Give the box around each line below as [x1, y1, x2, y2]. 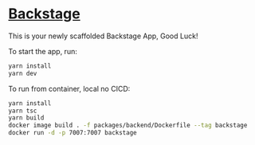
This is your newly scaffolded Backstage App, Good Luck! [8, 31, 198, 41]
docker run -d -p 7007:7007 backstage [8, 129, 137, 137]
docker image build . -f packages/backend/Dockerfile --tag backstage [8, 121, 248, 130]
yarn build [8, 114, 45, 122]
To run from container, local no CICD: [8, 84, 131, 93]
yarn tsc [8, 107, 37, 115]
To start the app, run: [8, 46, 77, 56]
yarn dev [8, 69, 37, 77]
